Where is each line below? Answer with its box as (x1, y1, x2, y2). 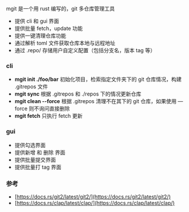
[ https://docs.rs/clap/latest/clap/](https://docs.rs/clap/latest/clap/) (14, 199, 175, 206)
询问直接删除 (39, 105, 70, 112)
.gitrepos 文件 (14, 83, 48, 90)
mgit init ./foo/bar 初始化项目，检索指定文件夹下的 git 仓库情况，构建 (14, 76, 182, 83)
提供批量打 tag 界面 (14, 163, 61, 170)
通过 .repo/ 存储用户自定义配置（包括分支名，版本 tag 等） (14, 47, 156, 54)
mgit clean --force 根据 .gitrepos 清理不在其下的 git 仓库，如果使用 (14, 98, 177, 105)
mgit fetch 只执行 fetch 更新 (14, 112, 83, 119)
